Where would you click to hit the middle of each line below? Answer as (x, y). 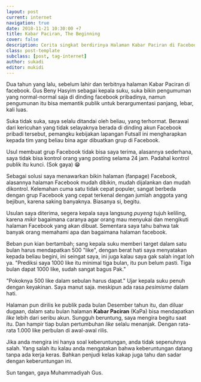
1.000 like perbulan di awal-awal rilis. (63, 331)
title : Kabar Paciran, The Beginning (53, 34)
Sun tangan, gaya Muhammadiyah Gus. (55, 373)
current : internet (29, 17)
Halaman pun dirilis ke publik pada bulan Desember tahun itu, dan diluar (95, 305)
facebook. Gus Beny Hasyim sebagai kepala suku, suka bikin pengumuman (99, 91)
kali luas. (17, 110)
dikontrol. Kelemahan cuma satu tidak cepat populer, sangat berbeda (91, 189)
